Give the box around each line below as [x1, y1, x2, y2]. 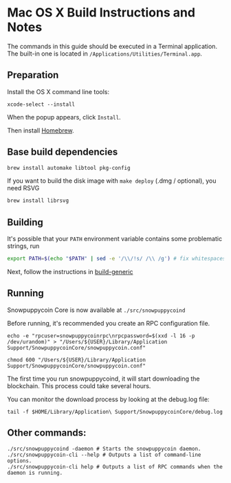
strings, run [7, 242, 40, 250]
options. [7, 457, 32, 464]
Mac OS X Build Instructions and [7, 5, 196, 21]
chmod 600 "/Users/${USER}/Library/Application [7, 356, 146, 363]
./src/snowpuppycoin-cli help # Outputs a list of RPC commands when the [7, 463, 223, 470]
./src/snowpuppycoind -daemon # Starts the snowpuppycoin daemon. [7, 445, 201, 452]
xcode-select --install [7, 101, 76, 108]
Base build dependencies [7, 146, 118, 158]
